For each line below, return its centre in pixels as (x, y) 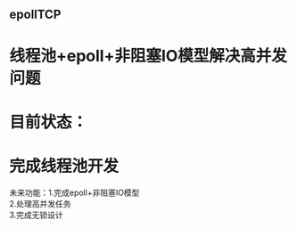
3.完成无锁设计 (37, 215)
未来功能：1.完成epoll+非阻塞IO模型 (74, 192)
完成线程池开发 (64, 166)
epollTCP (35, 15)
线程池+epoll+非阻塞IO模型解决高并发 (148, 56)
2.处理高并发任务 (40, 203)
